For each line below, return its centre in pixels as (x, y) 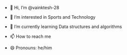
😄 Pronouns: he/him (31, 48)
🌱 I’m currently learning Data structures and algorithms (66, 27)
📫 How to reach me (30, 36)
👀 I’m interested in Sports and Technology (53, 17)
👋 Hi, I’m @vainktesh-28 (34, 8)
